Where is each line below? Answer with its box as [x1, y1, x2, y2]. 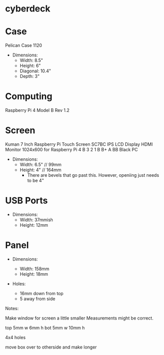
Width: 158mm [19, 266, 50, 272]
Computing [5, 91, 53, 102]
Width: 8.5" [19, 57, 43, 63]
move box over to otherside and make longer [5, 344, 97, 350]
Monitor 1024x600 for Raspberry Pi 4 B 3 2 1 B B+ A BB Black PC [5, 147, 138, 152]
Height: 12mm [19, 222, 48, 228]
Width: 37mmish [19, 217, 53, 223]
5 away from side [19, 296, 56, 302]
